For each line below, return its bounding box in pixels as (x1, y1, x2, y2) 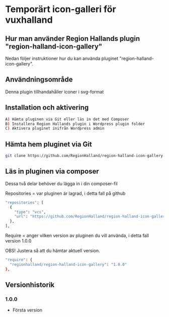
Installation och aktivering (5, 103, 89, 112)
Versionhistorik (5, 281, 55, 289)
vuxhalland (5, 14, 53, 26)
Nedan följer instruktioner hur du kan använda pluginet (5, 55, 119, 61)
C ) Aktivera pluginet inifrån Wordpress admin (5, 126, 105, 131)
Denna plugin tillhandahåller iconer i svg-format (5, 89, 104, 95)
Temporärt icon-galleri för (5, 4, 117, 15)
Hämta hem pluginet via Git (5, 140, 92, 148)
